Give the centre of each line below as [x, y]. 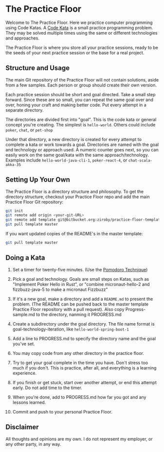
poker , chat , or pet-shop [29, 130]
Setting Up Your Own [38, 180]
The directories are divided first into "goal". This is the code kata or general [81, 119]
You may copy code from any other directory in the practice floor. [78, 353]
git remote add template [31, 220]
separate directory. [25, 110]
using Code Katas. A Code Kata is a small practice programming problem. [79, 27]
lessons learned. [29, 402]
